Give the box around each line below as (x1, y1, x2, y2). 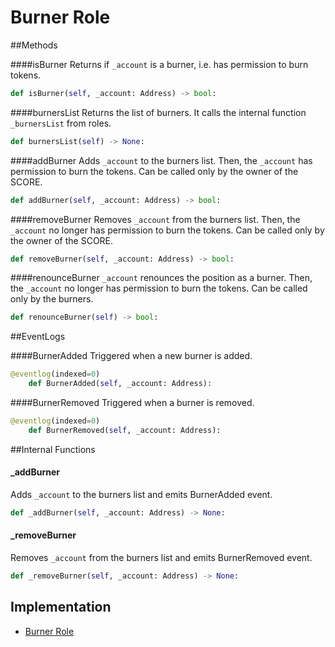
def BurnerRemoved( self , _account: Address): (28, 425, 222, 435)
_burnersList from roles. (10, 117, 112, 129)
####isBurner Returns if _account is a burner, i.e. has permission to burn (10, 58, 309, 70)
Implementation (10, 599, 112, 616)
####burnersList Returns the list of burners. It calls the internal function (10, 106, 307, 118)
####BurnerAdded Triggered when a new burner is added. (10, 350, 253, 362)
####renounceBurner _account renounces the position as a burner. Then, (10, 272, 313, 284)
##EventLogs (10, 331, 66, 343)
